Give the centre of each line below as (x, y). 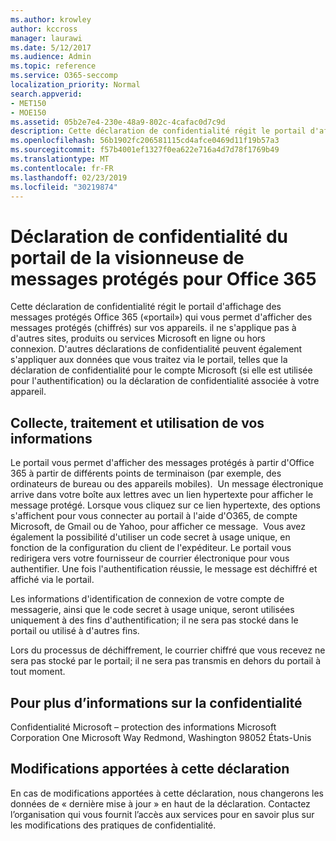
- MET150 (28, 103)
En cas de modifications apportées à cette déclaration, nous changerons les (167, 793)
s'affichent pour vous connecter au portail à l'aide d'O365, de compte (154, 516)
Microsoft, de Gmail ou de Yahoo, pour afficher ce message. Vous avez (158, 527)
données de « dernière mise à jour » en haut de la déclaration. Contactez (160, 803)
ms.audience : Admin (51, 57)
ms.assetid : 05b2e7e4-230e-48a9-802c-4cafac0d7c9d (118, 122)
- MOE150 (28, 112)
